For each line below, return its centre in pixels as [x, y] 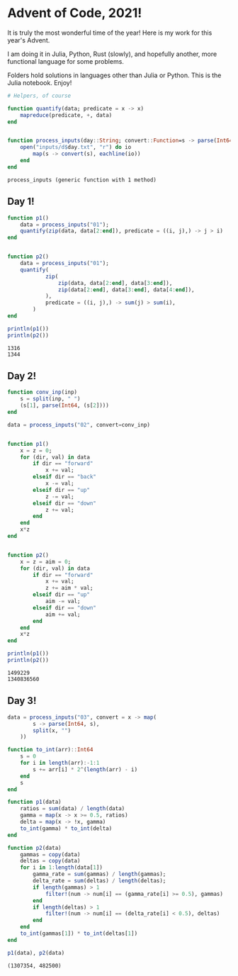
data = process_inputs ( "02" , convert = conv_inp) [79, 425]
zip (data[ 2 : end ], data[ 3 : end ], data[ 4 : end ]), [126, 290]
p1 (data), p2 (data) [36, 953]
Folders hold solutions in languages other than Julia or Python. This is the [114, 75]
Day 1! [21, 202]
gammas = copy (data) [50, 854]
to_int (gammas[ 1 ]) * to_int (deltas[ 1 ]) [79, 933]
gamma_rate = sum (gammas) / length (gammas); [100, 874]
